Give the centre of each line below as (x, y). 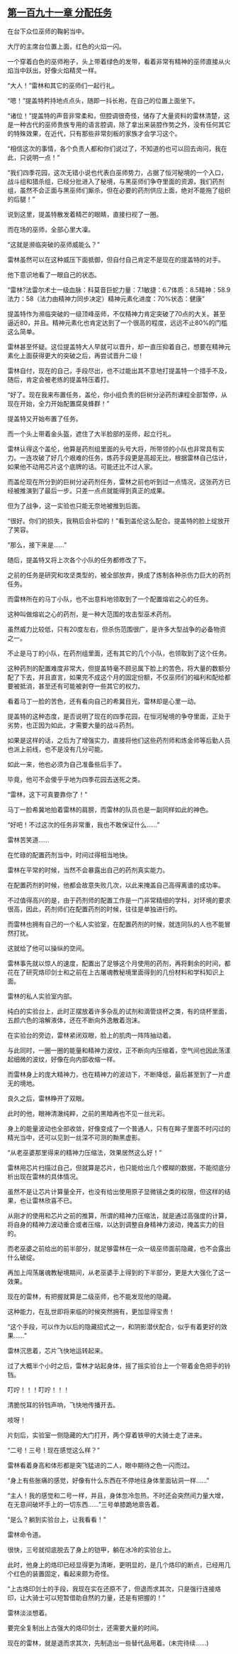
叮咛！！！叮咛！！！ (38, 1390)
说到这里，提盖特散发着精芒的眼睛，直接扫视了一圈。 (85, 214)
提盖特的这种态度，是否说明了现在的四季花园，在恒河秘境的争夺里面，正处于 (119, 716)
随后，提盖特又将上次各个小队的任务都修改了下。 (79, 559)
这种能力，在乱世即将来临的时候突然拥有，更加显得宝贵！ (91, 1311)
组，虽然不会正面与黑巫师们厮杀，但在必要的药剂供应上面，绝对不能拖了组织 (119, 190)
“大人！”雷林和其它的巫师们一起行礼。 (63, 85)
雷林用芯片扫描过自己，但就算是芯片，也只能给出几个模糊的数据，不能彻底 (116, 1167)
